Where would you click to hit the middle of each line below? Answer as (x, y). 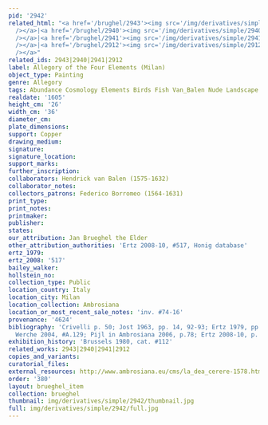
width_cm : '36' (33, 112)
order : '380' (30, 379)
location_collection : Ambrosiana (64, 305)
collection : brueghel (44, 394)
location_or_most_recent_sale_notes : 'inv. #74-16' (96, 312)
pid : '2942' (28, 16)
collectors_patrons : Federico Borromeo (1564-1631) (96, 193)
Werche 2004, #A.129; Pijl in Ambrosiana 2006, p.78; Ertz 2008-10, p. (137, 334)
